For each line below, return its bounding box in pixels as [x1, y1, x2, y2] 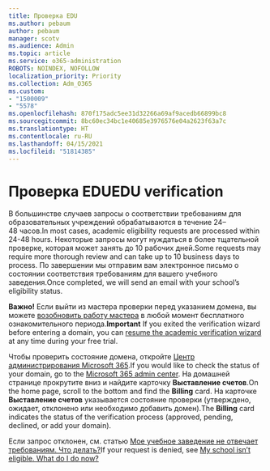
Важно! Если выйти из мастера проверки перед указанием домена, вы [8, 302, 257, 312]
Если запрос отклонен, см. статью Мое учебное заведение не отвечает [8, 436, 259, 446]
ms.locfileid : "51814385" [8, 147, 96, 155]
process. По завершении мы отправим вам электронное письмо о [8, 261, 239, 270]
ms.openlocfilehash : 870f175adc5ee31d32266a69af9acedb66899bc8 [8, 110, 227, 118]
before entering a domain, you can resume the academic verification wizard [8, 328, 262, 337]
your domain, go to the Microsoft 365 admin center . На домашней [8, 369, 230, 379]
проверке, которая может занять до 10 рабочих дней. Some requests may [8, 244, 262, 253]
